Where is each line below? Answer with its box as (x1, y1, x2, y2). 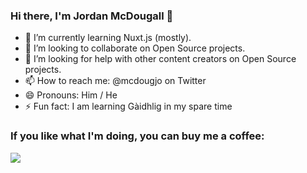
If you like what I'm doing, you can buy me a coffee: (10, 129, 265, 143)
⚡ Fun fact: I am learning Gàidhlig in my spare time (24, 100, 233, 113)
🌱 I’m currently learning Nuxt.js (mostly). (24, 32, 192, 44)
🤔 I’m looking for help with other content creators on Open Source (24, 53, 297, 65)
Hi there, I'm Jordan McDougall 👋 (10, 9, 174, 23)
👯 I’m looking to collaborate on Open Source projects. (24, 42, 246, 54)
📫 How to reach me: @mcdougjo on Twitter (24, 75, 207, 87)
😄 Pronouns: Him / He (24, 89, 118, 101)
